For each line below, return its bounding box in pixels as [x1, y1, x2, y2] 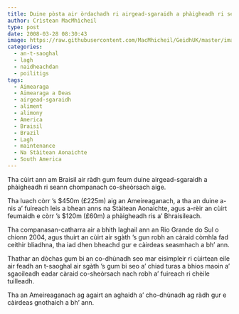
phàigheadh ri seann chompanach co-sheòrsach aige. [7, 183, 166, 191]
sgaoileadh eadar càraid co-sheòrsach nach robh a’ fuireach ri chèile [7, 269, 210, 278]
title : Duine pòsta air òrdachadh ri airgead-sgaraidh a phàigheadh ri [7, 10, 224, 18]
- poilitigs [14, 70, 50, 77]
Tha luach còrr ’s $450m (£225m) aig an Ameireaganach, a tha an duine [7, 196, 219, 205]
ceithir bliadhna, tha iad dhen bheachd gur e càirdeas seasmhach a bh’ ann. [7, 240, 230, 249]
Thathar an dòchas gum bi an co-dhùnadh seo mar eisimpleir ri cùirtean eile [7, 254, 230, 263]
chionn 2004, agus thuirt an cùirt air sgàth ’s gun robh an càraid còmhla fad [7, 232, 229, 242]
